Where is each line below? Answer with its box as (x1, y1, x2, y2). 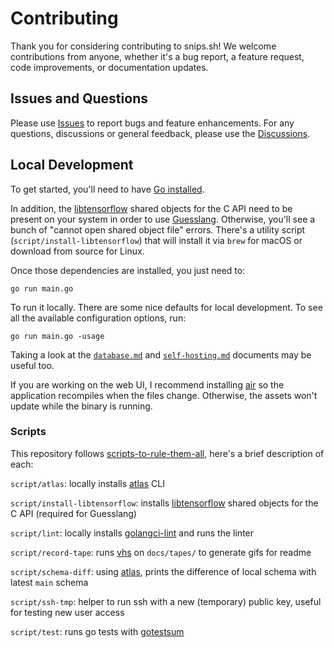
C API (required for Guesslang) (10, 507, 137, 519)
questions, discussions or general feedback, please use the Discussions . (10, 127, 311, 139)
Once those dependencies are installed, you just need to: (10, 264, 246, 276)
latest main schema (10, 576, 89, 588)
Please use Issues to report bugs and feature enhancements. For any (10, 117, 295, 129)
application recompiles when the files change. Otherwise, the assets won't (10, 389, 318, 401)
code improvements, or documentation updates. (10, 61, 209, 73)
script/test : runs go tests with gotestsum (10, 625, 185, 637)
